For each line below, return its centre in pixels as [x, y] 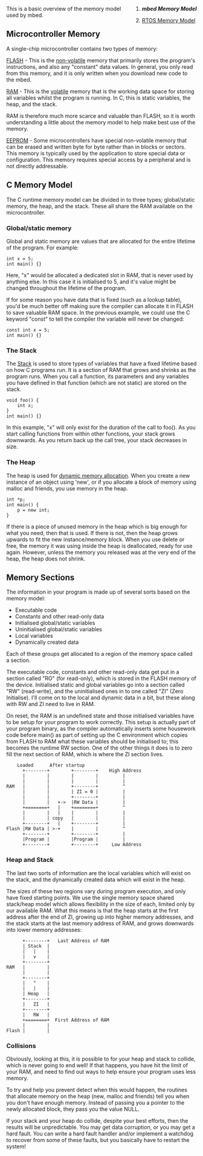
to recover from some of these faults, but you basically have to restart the [98, 1140]
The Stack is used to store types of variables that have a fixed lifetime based [101, 364]
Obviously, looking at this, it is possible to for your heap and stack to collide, [101, 1059]
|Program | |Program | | [74, 840]
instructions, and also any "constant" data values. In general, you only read [100, 66]
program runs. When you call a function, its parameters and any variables [98, 376]
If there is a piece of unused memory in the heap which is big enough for [97, 526]
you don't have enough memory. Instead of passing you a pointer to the [95, 1102]
